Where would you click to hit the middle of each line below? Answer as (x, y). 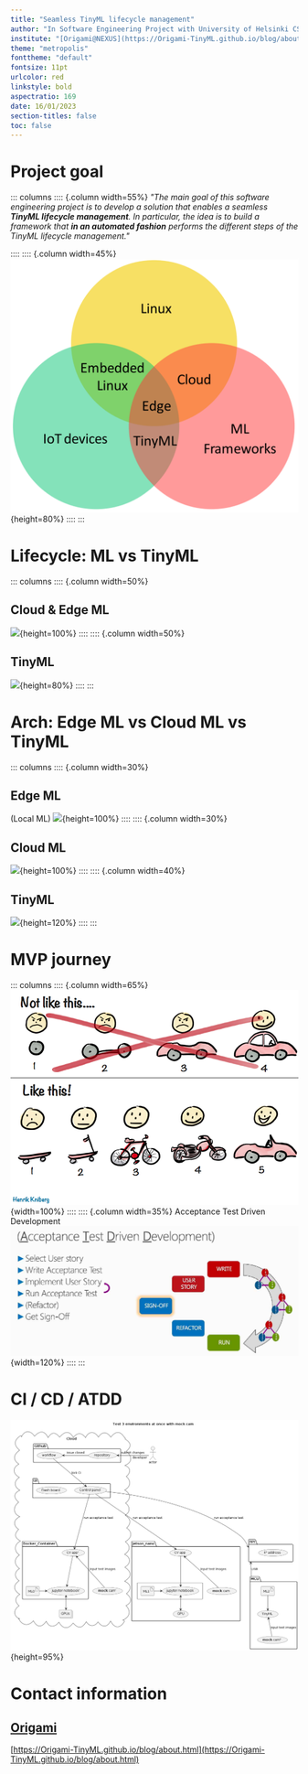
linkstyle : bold (41, 87)
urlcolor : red (37, 78)
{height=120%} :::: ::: (58, 923)
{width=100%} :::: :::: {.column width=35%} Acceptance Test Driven (138, 1211)
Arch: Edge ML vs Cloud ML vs (129, 722)
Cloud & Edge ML (60, 610)
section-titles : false (53, 116)
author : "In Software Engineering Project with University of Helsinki (149, 29)
